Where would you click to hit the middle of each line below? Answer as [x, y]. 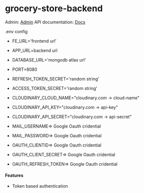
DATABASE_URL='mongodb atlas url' [49, 60]
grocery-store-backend [54, 9]
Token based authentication [40, 186]
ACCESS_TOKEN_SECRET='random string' [54, 88]
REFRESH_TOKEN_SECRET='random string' [56, 79]
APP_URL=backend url [35, 50]
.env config [16, 31]
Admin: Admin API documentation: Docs [45, 22]
